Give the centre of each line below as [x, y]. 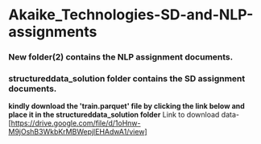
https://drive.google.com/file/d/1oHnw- [76, 123]
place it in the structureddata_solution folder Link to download [114, 115]
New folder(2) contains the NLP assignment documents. [121, 57]
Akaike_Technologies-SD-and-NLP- [131, 15]
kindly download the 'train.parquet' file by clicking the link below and [127, 106]
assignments [53, 32]
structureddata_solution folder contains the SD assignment [127, 79]
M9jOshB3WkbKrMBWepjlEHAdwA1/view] [78, 132]
